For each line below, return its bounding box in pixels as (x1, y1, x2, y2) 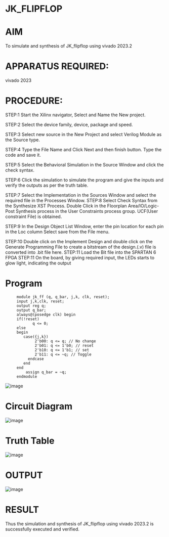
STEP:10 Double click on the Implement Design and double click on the (5, 239, 153, 244)
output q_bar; (16, 307, 47, 312)
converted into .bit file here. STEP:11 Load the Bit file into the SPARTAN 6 (5, 249, 156, 255)
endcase (27, 356, 44, 362)
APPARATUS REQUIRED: (5, 61, 109, 72)
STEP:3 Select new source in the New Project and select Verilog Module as (5, 131, 162, 137)
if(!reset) (16, 317, 39, 322)
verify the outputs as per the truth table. (5, 183, 89, 188)
